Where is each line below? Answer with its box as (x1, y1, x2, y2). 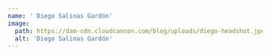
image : (7, 19, 30, 27)
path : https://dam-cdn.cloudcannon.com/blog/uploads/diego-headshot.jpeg (15, 27, 269, 35)
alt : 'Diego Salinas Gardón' (15, 34, 113, 43)
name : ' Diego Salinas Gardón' (7, 11, 113, 20)
